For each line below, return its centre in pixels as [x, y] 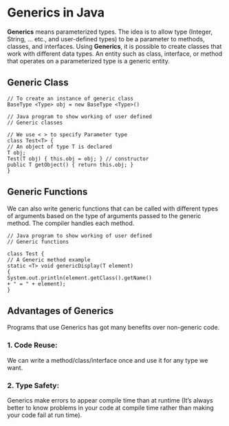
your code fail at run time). [45, 415]
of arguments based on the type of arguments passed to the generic [104, 215]
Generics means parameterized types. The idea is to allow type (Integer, [110, 32]
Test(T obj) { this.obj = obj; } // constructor [78, 159]
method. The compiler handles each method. [71, 223]
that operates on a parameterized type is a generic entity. [88, 61]
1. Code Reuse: [32, 345]
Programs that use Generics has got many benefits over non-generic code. [113, 328]
